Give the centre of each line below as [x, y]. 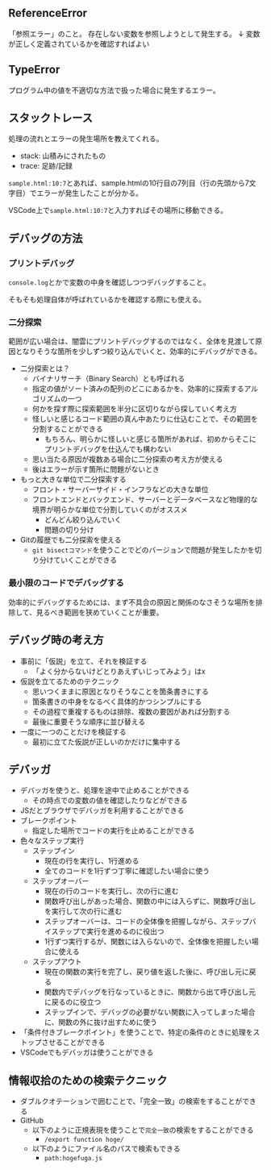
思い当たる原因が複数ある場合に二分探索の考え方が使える [127, 460]
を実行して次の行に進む [83, 911]
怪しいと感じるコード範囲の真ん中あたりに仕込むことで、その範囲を [145, 419]
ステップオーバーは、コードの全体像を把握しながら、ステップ [147, 922]
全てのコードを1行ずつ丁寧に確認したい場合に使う [127, 871]
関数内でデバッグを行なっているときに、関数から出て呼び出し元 [150, 992]
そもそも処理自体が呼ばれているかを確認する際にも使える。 [107, 300]
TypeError [34, 70]
